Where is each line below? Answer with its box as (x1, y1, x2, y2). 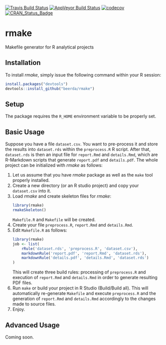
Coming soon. (5, 334, 34, 340)
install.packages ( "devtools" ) (5, 81, 68, 86)
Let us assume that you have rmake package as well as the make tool (12, 172, 153, 178)
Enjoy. (12, 306, 25, 312)
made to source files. (12, 301, 56, 307)
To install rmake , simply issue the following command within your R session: (5, 71, 162, 77)
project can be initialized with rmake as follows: (5, 162, 103, 168)
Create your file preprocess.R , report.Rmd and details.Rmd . (12, 221, 134, 227)
